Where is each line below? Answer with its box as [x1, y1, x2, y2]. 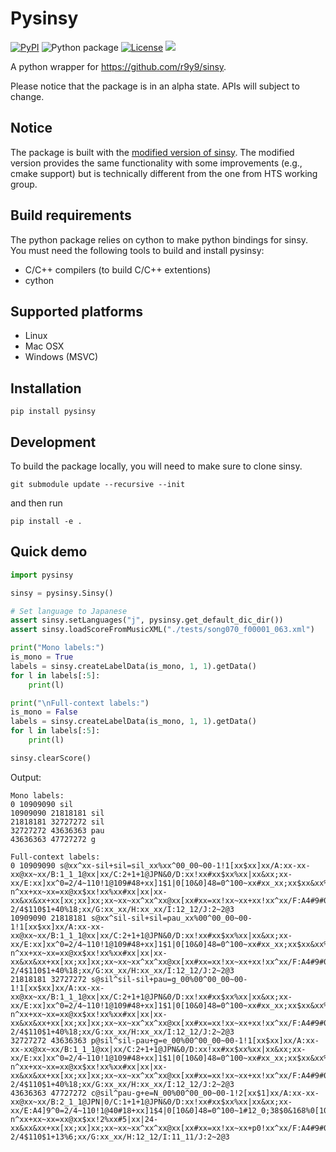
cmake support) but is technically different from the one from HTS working [10, 167, 318, 179]
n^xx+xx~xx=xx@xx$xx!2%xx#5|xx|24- [10, 1114, 159, 1124]
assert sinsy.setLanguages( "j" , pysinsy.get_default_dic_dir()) [10, 615, 284, 626]
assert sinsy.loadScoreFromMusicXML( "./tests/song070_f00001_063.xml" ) [10, 625, 315, 635]
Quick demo [10, 543, 88, 561]
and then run [10, 497, 63, 509]
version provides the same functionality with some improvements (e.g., [10, 157, 303, 169]
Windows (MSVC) [24, 351, 99, 363]
